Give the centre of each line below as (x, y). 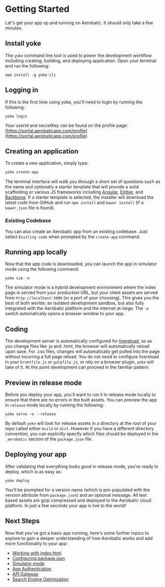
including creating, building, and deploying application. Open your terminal (81, 61)
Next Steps (22, 521)
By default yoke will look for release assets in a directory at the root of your (81, 423)
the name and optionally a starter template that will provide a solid (72, 187)
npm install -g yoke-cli (31, 75)
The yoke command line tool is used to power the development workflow (79, 55)
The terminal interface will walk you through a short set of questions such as (83, 182)
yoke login (16, 116)
